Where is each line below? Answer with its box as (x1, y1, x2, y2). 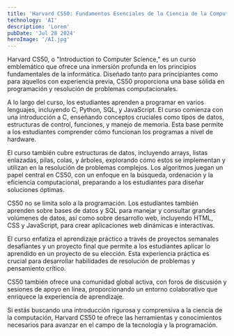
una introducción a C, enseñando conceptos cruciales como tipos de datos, (7, 113, 225, 122)
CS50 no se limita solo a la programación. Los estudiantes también (7, 199, 198, 207)
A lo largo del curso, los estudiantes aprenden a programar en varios (7, 98, 204, 106)
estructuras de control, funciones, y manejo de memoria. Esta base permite (7, 120, 224, 129)
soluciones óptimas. (7, 186, 65, 194)
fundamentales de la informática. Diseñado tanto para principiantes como (7, 70, 218, 79)
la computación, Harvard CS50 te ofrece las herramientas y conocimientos (7, 314, 222, 322)
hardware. (7, 135, 37, 143)
